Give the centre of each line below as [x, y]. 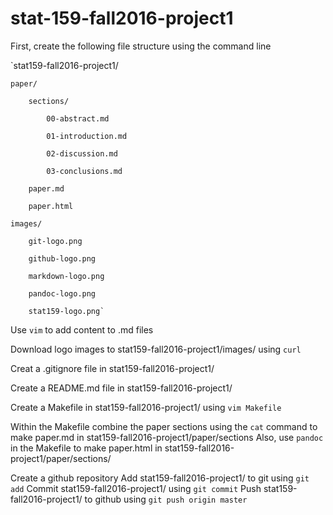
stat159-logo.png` [66, 311]
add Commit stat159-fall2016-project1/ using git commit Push [136, 488]
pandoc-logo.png [62, 293]
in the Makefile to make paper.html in [86, 448]
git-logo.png [55, 241]
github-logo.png [62, 258]
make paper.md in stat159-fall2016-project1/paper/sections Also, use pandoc [167, 437]
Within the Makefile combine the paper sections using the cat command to [164, 426]
